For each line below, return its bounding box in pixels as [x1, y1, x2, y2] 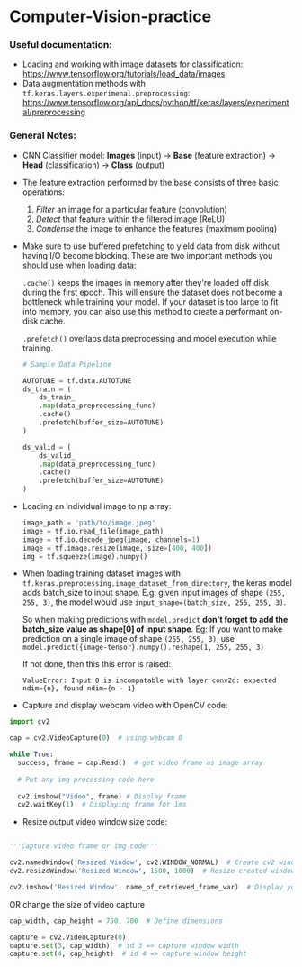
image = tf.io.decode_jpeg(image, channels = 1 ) [22, 534, 200, 544]
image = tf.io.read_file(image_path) [22, 526, 164, 535]
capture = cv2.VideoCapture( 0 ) [9, 933, 127, 942]
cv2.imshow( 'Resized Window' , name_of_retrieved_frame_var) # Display [9, 882, 283, 891]
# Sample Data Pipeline [22, 360, 112, 369]
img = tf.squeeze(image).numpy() [22, 552, 148, 561]
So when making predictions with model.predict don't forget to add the [22, 615, 289, 625]
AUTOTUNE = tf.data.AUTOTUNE [22, 376, 132, 385]
